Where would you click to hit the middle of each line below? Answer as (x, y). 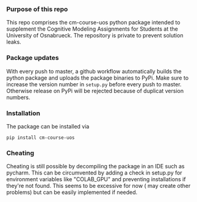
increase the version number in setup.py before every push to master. (94, 84)
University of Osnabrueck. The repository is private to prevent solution (95, 36)
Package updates (33, 58)
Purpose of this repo (37, 9)
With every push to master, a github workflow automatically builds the (94, 71)
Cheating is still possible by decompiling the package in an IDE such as (95, 166)
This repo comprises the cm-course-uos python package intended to (93, 23)
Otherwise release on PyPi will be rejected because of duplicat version (95, 91)
